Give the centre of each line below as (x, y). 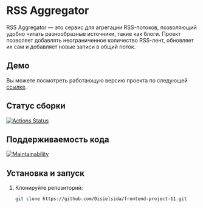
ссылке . (17, 87)
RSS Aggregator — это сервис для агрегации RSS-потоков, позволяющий (101, 27)
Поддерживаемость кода (58, 139)
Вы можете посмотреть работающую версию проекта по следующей (97, 80)
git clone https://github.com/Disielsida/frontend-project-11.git (101, 199)
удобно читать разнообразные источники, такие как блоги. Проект (94, 33)
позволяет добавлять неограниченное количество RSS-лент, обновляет (100, 40)
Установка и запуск (46, 173)
